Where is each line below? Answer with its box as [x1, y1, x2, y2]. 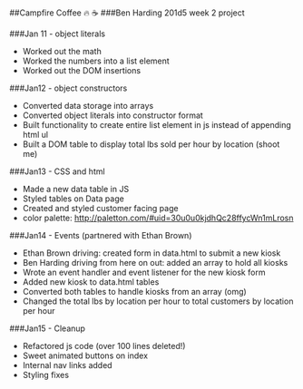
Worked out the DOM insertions [22, 65, 142, 75]
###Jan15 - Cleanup [9, 323, 86, 334]
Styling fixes [22, 370, 70, 380]
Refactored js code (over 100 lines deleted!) [22, 341, 186, 351]
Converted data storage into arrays [22, 101, 154, 111]
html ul [22, 130, 48, 140]
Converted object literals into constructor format [22, 110, 204, 121]
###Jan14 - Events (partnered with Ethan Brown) [9, 230, 192, 240]
